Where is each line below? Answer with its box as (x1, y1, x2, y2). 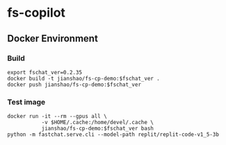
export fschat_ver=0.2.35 (7, 69, 82, 76)
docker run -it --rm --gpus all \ (7, 113, 108, 120)
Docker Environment (7, 33, 99, 44)
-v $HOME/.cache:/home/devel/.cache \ (41, 119, 154, 126)
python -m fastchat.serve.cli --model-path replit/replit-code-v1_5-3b (7, 131, 219, 138)
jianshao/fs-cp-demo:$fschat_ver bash (41, 125, 154, 133)
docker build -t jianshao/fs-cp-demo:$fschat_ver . (7, 75, 160, 82)
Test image (7, 97, 46, 107)
